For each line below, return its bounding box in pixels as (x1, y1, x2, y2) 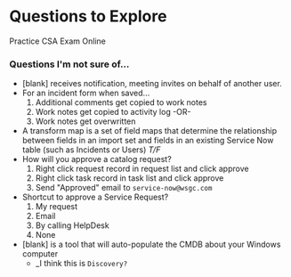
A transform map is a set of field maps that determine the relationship (21, 126, 278, 136)
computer (21, 248, 59, 259)
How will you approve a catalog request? (21, 154, 172, 165)
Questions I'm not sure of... (9, 58, 130, 70)
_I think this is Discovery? (35, 258, 128, 269)
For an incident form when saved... (21, 87, 150, 99)
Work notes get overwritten (35, 116, 136, 126)
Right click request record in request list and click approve (35, 163, 249, 175)
